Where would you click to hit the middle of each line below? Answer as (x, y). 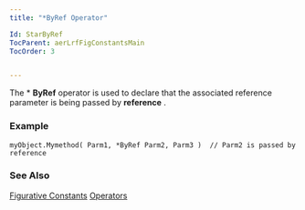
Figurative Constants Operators (68, 195)
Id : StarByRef (37, 34)
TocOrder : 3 (32, 51)
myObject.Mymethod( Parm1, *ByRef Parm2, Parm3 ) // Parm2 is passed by (153, 145)
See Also (30, 175)
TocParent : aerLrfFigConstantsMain (77, 43)
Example (29, 126)
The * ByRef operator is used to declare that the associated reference (141, 93)
